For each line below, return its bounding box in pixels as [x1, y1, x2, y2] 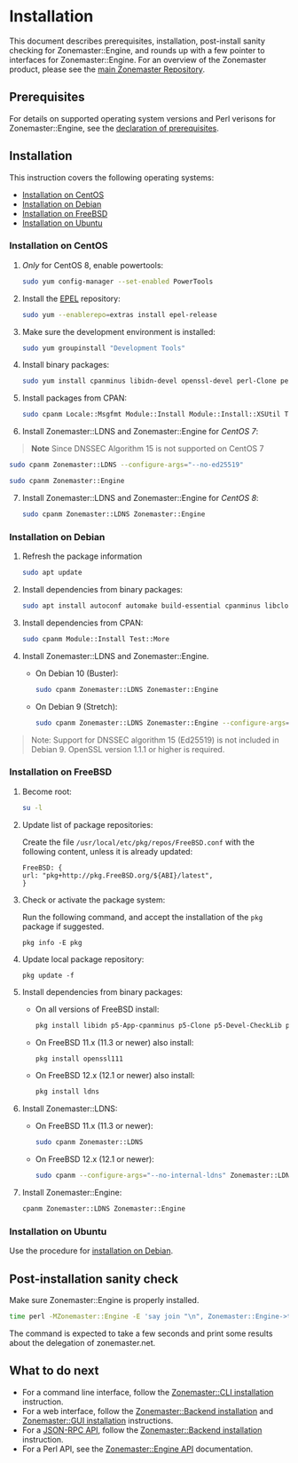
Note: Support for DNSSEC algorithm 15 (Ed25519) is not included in [30, 735, 279, 745]
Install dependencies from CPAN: [21, 617, 144, 628]
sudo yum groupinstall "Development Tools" [21, 344, 186, 353]
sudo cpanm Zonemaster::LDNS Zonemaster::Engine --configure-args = [35, 718, 290, 728]
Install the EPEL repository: [21, 293, 122, 304]
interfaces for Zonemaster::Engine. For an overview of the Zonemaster [9, 54, 267, 65]
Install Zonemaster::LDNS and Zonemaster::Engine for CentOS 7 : [21, 426, 259, 437]
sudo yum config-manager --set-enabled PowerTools [21, 277, 214, 286]
